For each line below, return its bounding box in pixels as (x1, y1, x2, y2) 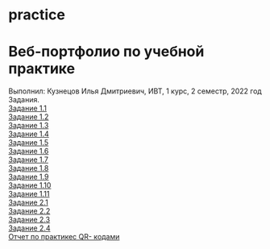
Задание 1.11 (8, 189, 50, 199)
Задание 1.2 (8, 112, 49, 122)
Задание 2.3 (8, 215, 51, 225)
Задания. (8, 95, 40, 105)
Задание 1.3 (8, 121, 49, 131)
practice (8, 6, 66, 24)
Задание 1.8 (8, 164, 49, 173)
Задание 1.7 (8, 155, 49, 164)
